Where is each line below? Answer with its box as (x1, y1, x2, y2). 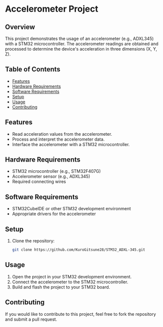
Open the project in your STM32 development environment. (12, 273, 132, 279)
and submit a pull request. (5, 316, 57, 322)
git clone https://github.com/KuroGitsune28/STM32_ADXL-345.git (12, 247, 145, 253)
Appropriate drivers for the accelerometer (12, 211, 96, 217)
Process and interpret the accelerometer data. (12, 136, 105, 142)
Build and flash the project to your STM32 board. (12, 284, 110, 290)
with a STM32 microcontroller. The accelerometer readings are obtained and (5, 41, 159, 47)
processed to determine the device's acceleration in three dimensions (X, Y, (5, 46, 157, 52)
